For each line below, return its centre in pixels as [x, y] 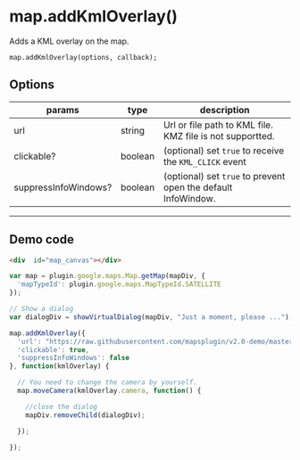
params [63, 110]
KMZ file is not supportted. [219, 136]
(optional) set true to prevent [225, 176]
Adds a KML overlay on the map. [69, 41]
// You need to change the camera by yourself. [108, 382]
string [133, 130]
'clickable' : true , [54, 349]
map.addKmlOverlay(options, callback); [83, 57]
